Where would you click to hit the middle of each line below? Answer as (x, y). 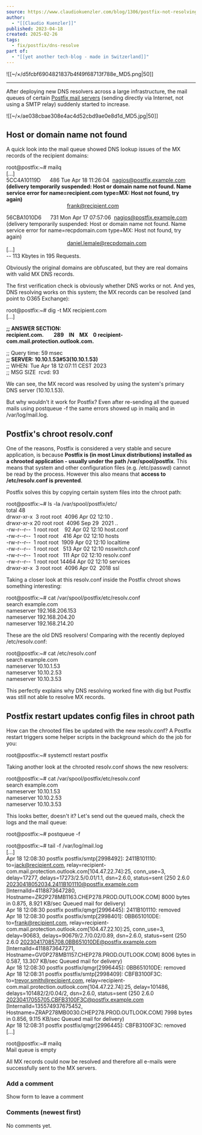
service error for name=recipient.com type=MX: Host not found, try (93, 193)
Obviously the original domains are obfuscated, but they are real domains (97, 268)
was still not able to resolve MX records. (56, 697)
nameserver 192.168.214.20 (40, 624)
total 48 (16, 510)
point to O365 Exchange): (38, 299)
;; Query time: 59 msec (35, 353)
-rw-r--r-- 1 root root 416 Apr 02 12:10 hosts (63, 536)
